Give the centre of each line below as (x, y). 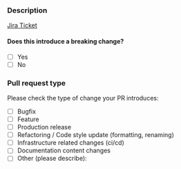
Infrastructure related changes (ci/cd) (70, 143)
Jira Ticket (22, 26)
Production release (44, 127)
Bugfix (27, 111)
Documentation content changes (64, 150)
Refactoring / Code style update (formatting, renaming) (95, 135)
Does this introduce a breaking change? (66, 41)
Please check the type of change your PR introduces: (83, 98)
